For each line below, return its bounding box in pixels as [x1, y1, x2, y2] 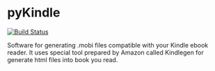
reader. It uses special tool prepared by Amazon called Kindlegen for [7, 48, 204, 57]
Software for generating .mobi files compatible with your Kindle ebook [7, 41, 209, 49]
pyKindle [7, 5, 61, 21]
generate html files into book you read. [7, 55, 118, 63]
